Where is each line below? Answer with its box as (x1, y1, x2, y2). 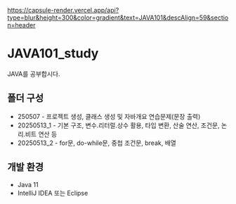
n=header (7, 21, 36, 29)
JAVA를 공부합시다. (7, 70, 61, 78)
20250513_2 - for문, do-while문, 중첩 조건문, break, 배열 (17, 139, 177, 147)
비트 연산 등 (25, 129, 58, 138)
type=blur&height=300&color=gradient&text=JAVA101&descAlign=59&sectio (7, 13, 229, 22)
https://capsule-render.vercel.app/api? (7, 6, 119, 14)
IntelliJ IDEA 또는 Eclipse (17, 189, 88, 197)
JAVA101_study (7, 46, 99, 62)
